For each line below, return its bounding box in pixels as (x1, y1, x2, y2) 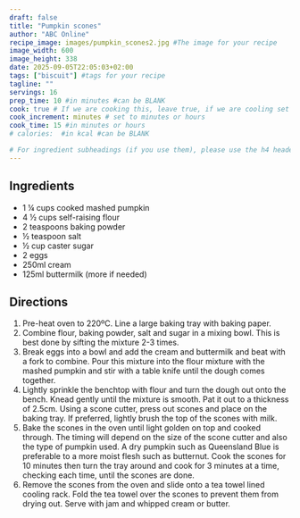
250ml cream (21, 259, 71, 270)
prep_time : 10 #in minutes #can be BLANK (9, 96, 166, 105)
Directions (9, 294, 69, 309)
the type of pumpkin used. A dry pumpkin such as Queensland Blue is (21, 441, 279, 452)
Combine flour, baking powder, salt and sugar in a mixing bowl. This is (21, 328, 280, 338)
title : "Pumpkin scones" (9, 21, 102, 30)
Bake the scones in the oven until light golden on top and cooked (21, 422, 262, 433)
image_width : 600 (9, 46, 74, 55)
